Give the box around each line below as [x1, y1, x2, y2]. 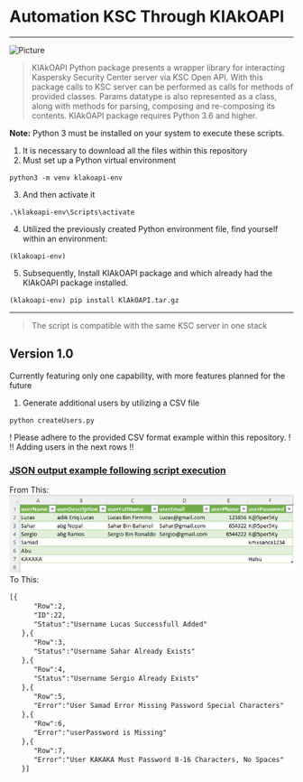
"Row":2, [32, 601, 67, 610]
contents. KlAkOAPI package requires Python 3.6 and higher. [31, 110, 258, 121]
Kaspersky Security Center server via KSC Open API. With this [31, 71, 263, 82]
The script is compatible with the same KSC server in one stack [31, 320, 268, 330]
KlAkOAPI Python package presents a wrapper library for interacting [31, 61, 286, 73]
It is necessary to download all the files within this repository [22, 144, 248, 155]
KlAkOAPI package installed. [22, 277, 129, 288]
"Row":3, [32, 638, 67, 647]
